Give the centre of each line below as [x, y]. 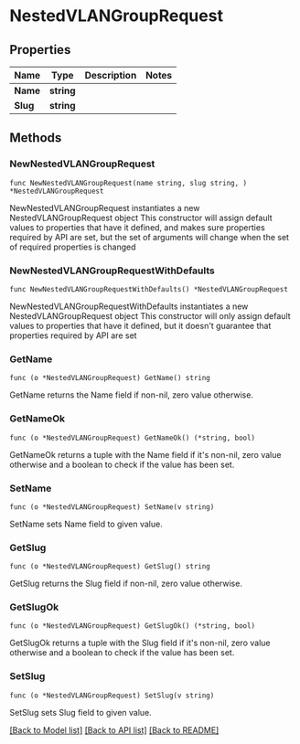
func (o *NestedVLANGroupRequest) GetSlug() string [110, 567]
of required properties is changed [73, 247]
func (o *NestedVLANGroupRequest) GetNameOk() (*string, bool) [133, 438]
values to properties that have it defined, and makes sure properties [137, 227]
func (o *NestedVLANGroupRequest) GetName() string [110, 378]
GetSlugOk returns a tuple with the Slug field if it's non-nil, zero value [140, 643]
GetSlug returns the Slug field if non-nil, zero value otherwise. [126, 584]
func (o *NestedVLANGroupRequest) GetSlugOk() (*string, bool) [133, 626]
